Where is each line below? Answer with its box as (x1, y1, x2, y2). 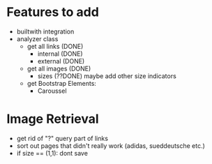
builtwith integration (16, 27, 75, 36)
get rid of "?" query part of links (16, 134, 109, 142)
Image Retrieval (6, 111, 99, 127)
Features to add (6, 4, 99, 20)
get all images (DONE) (26, 64, 91, 73)
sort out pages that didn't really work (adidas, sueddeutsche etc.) (16, 141, 205, 150)
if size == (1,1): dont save (16, 149, 89, 157)
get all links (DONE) (26, 42, 84, 50)
